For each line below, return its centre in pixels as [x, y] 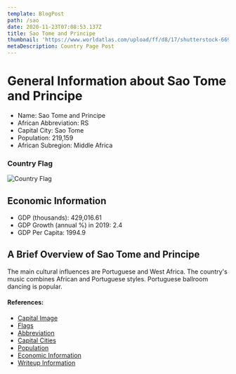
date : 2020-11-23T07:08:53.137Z [54, 27]
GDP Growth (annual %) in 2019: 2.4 [70, 225]
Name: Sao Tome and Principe [61, 115]
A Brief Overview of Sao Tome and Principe [104, 254]
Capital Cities [37, 340]
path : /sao [23, 20]
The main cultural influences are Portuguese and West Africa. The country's [118, 272]
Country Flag [30, 163]
